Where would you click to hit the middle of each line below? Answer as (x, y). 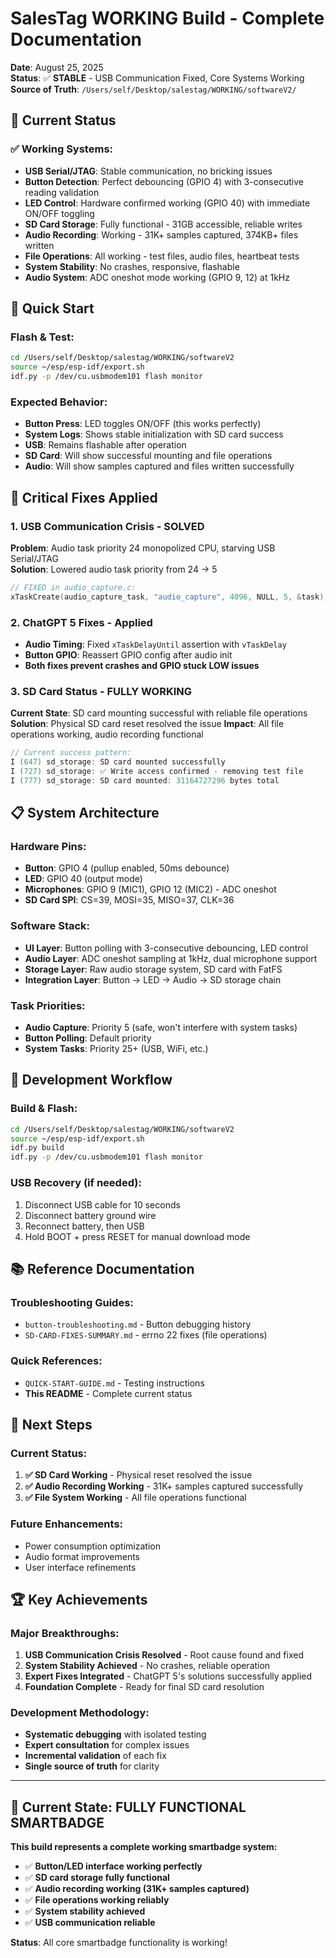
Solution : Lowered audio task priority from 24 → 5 (114, 569)
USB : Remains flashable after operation (105, 445)
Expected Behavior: (59, 402)
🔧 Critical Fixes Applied (84, 497)
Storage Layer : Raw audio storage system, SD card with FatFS (153, 969)
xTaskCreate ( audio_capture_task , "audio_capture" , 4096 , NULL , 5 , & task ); (169, 597)
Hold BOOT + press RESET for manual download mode (137, 1236)
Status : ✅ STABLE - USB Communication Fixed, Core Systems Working (157, 78)
